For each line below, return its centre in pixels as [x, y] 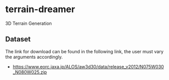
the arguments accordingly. [34, 57]
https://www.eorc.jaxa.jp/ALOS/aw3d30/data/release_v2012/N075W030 [88, 66]
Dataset [18, 39]
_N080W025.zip [30, 72]
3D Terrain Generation [29, 23]
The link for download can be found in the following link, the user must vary [84, 51]
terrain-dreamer [40, 9]
